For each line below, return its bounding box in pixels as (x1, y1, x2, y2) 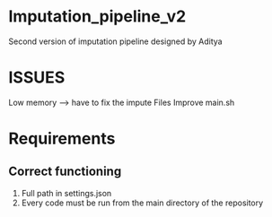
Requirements (8, 128, 116, 149)
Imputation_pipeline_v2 (8, 6, 187, 27)
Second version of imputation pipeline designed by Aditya (8, 36, 223, 47)
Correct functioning (8, 164, 122, 179)
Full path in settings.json (21, 187, 112, 198)
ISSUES (8, 67, 66, 88)
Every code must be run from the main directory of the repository (21, 197, 264, 208)
